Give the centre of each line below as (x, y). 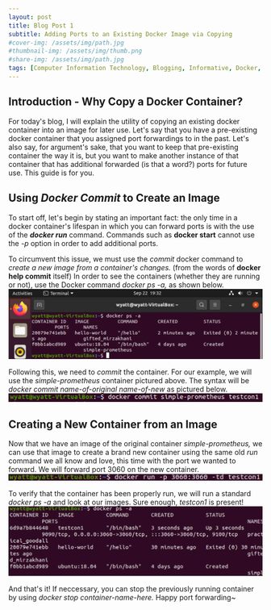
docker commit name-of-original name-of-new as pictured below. (118, 389)
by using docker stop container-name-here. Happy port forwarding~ (122, 597)
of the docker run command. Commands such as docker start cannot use (132, 235)
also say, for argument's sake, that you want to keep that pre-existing (124, 147)
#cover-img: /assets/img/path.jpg (67, 43)
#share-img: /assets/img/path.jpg (67, 60)
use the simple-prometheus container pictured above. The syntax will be (129, 381)
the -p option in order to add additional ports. (83, 243)
